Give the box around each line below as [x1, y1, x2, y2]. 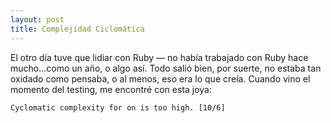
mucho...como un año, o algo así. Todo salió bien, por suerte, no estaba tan [10, 62, 322, 74]
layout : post [10, 14, 65, 25]
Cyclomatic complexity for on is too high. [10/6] [10, 102, 226, 113]
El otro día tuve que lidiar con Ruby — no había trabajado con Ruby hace [10, 51, 309, 63]
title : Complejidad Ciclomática [10, 24, 145, 34]
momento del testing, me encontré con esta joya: [10, 83, 212, 95]
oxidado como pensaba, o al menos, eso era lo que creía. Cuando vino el [10, 72, 311, 85]
